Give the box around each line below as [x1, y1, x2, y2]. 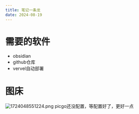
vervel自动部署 [12, 65, 44, 72]
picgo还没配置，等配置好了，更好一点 [54, 103, 134, 109]
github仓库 [12, 59, 36, 65]
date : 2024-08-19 [5, 12, 42, 17]
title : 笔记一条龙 [5, 7, 41, 13]
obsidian [12, 53, 31, 59]
